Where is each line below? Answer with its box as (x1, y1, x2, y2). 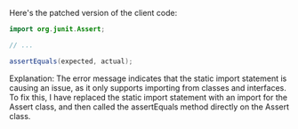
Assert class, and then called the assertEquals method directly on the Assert (9, 101, 290, 112)
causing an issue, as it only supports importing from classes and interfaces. (9, 82, 287, 93)
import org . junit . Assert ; (9, 25, 105, 34)
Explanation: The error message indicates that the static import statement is (9, 73, 287, 84)
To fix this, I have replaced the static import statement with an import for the (9, 92, 287, 102)
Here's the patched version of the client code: (9, 8, 178, 18)
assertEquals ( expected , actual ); (9, 57, 133, 66)
